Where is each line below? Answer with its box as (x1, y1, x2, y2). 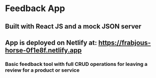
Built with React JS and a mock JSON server (5, 22, 141, 31)
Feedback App (5, 3, 65, 14)
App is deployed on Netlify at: (5, 38, 97, 47)
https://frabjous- (98, 38, 151, 47)
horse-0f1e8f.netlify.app (5, 46, 82, 54)
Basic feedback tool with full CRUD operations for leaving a (5, 61, 148, 67)
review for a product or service (5, 66, 79, 73)
